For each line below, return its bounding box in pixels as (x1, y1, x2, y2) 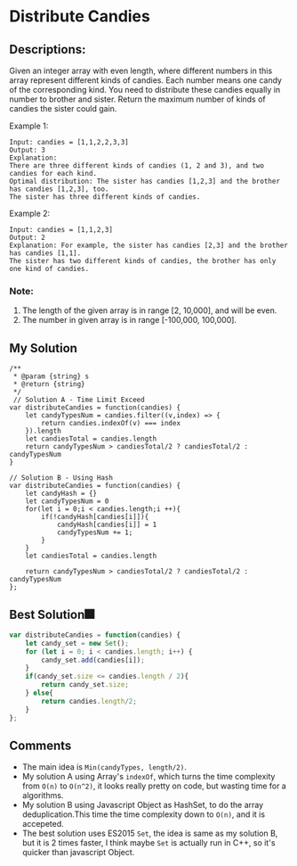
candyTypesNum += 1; (56, 528, 133, 537)
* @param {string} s (12, 372, 90, 381)
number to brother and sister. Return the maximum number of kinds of (9, 94, 267, 104)
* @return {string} (12, 380, 86, 389)
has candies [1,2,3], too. (9, 185, 109, 194)
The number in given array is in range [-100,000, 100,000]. (21, 315, 237, 326)
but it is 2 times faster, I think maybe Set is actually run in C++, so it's (21, 837, 276, 848)
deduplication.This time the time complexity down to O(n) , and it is (21, 809, 265, 820)
